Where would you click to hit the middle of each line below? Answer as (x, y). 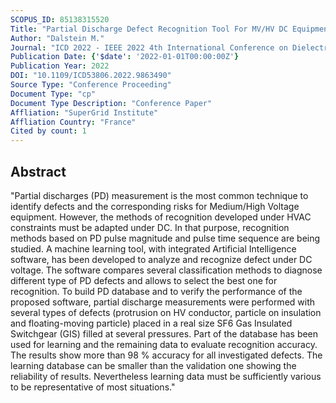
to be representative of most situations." (93, 387)
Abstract (38, 171)
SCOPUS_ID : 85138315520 (60, 19)
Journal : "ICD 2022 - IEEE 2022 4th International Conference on (149, 47)
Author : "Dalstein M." (57, 38)
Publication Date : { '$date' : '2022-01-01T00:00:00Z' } (125, 57)
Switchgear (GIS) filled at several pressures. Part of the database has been (164, 333)
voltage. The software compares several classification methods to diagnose (166, 270)
